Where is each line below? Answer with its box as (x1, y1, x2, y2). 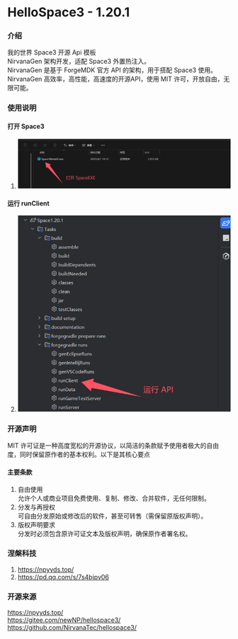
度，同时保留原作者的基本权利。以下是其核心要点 (7, 451, 150, 459)
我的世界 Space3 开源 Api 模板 (7, 48, 96, 57)
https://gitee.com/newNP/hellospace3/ (7, 616, 121, 624)
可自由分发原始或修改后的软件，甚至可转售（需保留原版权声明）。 (17, 511, 208, 520)
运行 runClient (7, 199, 50, 208)
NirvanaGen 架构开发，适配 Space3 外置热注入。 (7, 57, 151, 66)
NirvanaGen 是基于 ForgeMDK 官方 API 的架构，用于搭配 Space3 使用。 (7, 66, 217, 74)
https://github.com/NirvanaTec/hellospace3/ (7, 623, 137, 632)
